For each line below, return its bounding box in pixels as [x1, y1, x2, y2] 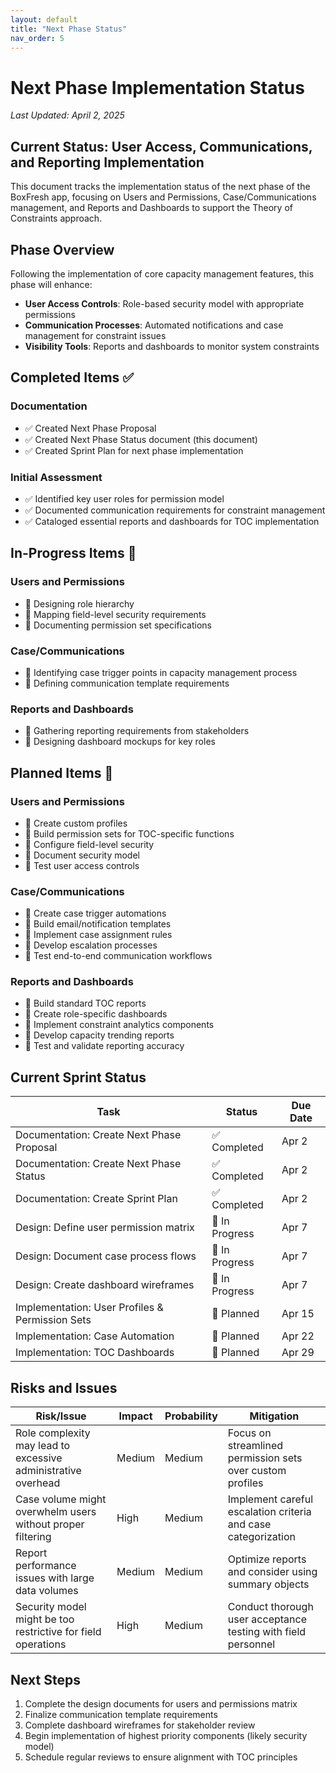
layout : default [10, 14, 78, 25]
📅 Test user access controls [24, 859, 140, 871]
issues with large [15, 1571, 95, 1585]
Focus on [227, 1426, 272, 1440]
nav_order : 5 [10, 33, 65, 43]
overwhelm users [15, 1505, 97, 1519]
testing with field [227, 1625, 307, 1639]
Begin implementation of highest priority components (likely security [24, 1729, 308, 1741]
